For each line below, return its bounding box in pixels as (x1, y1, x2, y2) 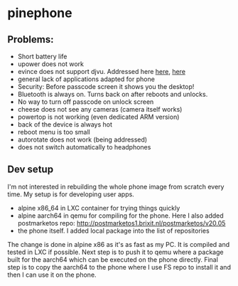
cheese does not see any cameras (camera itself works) (17, 105, 183, 113)
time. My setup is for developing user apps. (7, 190, 135, 198)
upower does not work (17, 60, 84, 68)
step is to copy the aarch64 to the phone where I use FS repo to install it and (7, 263, 231, 271)
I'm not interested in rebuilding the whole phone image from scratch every (7, 182, 225, 191)
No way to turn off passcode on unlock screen (17, 97, 154, 106)
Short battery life (17, 52, 67, 60)
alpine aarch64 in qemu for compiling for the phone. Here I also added (17, 211, 224, 220)
